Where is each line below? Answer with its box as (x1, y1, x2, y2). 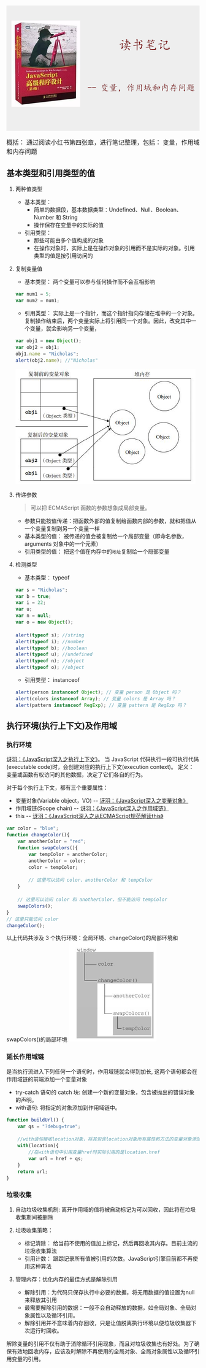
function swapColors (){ (17, 845, 78, 851)
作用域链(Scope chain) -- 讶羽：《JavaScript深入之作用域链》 (15, 804, 169, 812)
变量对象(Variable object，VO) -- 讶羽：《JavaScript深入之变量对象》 (15, 797, 189, 804)
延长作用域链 (6, 1053, 45, 1061)
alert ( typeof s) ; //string (15, 632, 85, 638)
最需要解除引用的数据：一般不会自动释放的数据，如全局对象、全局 (24, 1304, 191, 1311)
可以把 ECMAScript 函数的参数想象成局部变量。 (30, 504, 151, 511)
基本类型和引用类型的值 (6, 168, 95, 178)
